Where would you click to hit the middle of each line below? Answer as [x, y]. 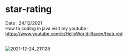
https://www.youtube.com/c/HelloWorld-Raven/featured [64, 33]
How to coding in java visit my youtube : [47, 28]
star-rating [29, 9]
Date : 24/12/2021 [24, 23]
